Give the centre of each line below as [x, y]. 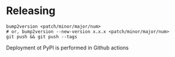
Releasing [31, 11]
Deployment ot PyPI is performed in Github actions [68, 48]
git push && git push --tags [42, 36]
